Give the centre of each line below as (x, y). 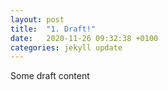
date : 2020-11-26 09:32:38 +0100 (84, 38)
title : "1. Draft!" (53, 29)
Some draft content (50, 76)
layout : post (37, 19)
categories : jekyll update (66, 47)
